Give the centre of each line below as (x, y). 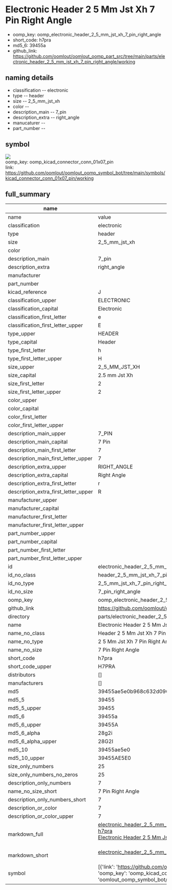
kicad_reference (27, 292)
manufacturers (26, 683)
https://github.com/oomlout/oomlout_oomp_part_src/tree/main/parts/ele (89, 56)
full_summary (28, 194)
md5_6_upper (25, 725)
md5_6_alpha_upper (32, 741)
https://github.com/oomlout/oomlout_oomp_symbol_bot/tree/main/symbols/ (85, 173)
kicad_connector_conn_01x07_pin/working (49, 178)
